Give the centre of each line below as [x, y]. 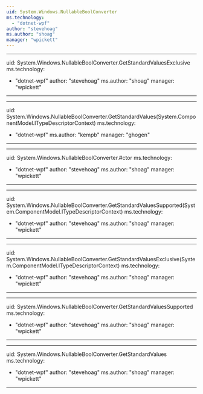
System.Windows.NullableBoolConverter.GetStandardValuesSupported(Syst [101, 205]
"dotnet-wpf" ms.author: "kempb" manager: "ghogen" [82, 135]
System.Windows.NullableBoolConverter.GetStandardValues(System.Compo [101, 116]
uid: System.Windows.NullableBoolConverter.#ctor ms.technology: [89, 158]
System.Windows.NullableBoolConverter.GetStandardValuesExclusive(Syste [101, 259]
